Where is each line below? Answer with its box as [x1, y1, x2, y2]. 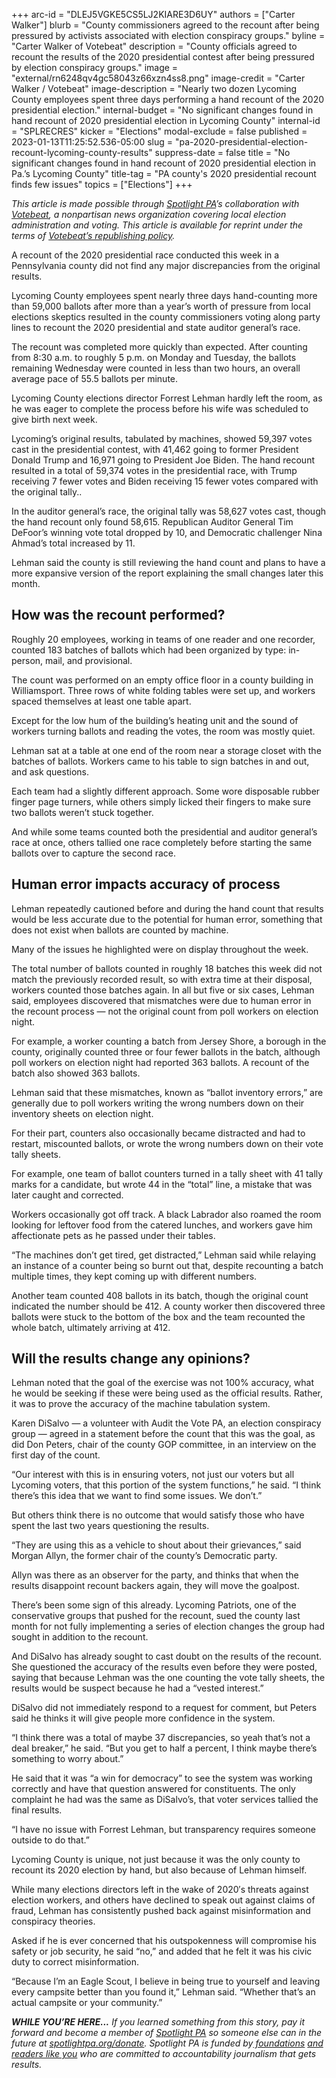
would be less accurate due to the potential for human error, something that [11, 913, 323, 925]
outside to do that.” [11, 1834, 90, 1846]
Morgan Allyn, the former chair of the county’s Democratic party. [11, 1550, 278, 1562]
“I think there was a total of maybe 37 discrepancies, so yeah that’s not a [11, 1732, 311, 1744]
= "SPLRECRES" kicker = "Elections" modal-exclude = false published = [11, 125, 308, 137]
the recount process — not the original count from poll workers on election [11, 1005, 319, 1017]
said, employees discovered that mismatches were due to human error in [11, 994, 312, 1006]
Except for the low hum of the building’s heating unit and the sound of [11, 714, 299, 726]
